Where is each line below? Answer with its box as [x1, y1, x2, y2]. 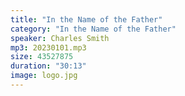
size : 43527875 [10, 52, 74, 62]
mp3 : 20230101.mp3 [10, 42, 87, 53]
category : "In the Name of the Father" [10, 24, 177, 34]
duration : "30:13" [10, 61, 87, 71]
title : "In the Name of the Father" [10, 14, 163, 25]
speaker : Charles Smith [10, 33, 110, 43]
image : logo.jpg [10, 71, 78, 81]
